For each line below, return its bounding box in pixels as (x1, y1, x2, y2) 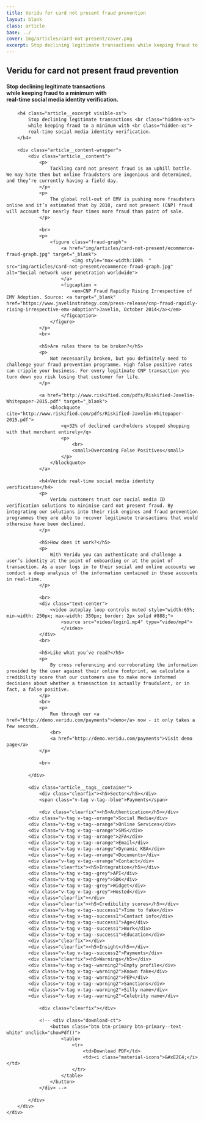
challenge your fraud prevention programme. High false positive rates (6, 362, 192, 368)
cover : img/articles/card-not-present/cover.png (6, 36, 133, 42)
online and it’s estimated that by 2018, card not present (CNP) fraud (6, 202, 192, 208)
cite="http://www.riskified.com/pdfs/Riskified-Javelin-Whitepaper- (6, 411, 184, 417)
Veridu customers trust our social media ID (49, 496, 166, 503)
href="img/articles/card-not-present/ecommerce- (69, 245, 195, 251)
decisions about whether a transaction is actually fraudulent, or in (6, 680, 190, 686)
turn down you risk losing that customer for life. (6, 374, 140, 380)
